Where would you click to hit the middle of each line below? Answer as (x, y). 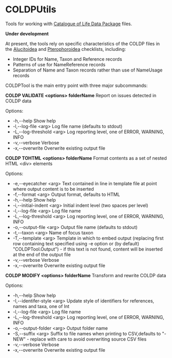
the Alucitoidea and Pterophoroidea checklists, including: (66, 49)
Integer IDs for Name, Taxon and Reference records (67, 59)
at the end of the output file (42, 254)
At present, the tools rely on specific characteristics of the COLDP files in (83, 43)
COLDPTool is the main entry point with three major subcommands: (77, 85)
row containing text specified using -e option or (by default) (76, 243)
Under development (27, 33)
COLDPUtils (31, 10)
